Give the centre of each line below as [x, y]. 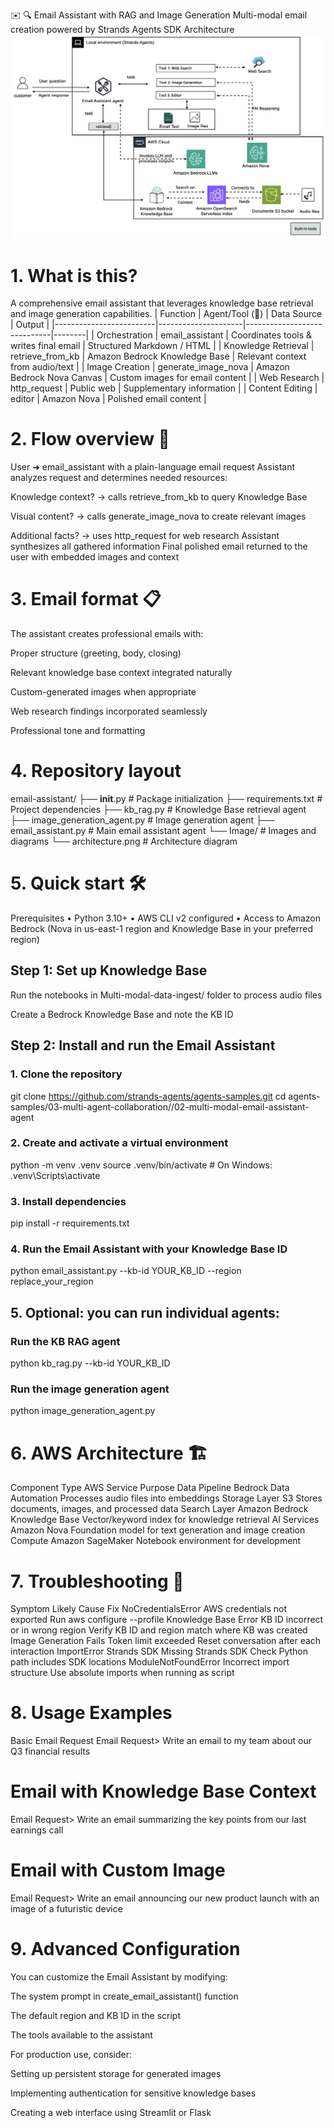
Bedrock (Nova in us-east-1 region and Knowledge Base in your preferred [162, 928]
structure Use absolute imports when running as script [122, 1673]
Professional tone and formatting [78, 731]
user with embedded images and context [95, 557]
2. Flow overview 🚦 [90, 439]
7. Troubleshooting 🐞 [97, 1581]
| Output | [30, 325]
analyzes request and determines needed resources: [119, 478]
